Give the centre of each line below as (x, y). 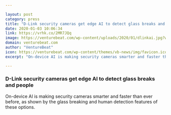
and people (20, 85)
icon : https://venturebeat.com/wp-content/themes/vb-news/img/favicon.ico (86, 52)
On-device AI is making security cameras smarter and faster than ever (79, 96)
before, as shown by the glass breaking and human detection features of (81, 101)
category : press (22, 19)
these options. (20, 107)
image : (12, 38)
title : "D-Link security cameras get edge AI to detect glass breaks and (85, 24)
